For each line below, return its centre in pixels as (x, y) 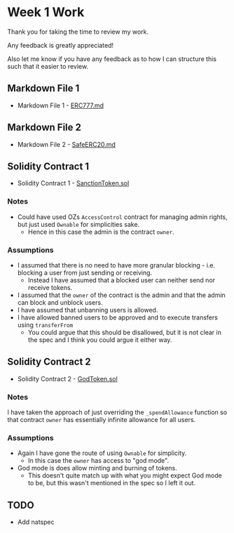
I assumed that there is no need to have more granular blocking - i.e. (116, 265)
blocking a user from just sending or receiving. (85, 272)
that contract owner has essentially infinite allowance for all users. (102, 420)
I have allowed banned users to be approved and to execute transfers (118, 317)
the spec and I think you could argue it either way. (100, 340)
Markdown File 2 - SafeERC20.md (66, 144)
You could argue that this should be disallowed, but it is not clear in (125, 332)
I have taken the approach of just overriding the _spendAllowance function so (117, 412)
